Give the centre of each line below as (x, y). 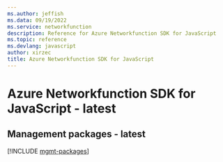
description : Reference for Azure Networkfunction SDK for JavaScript (112, 33)
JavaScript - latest (62, 108)
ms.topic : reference (37, 40)
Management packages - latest (77, 134)
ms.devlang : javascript (42, 46)
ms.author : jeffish (36, 14)
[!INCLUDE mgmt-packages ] (48, 151)
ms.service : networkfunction (49, 27)
